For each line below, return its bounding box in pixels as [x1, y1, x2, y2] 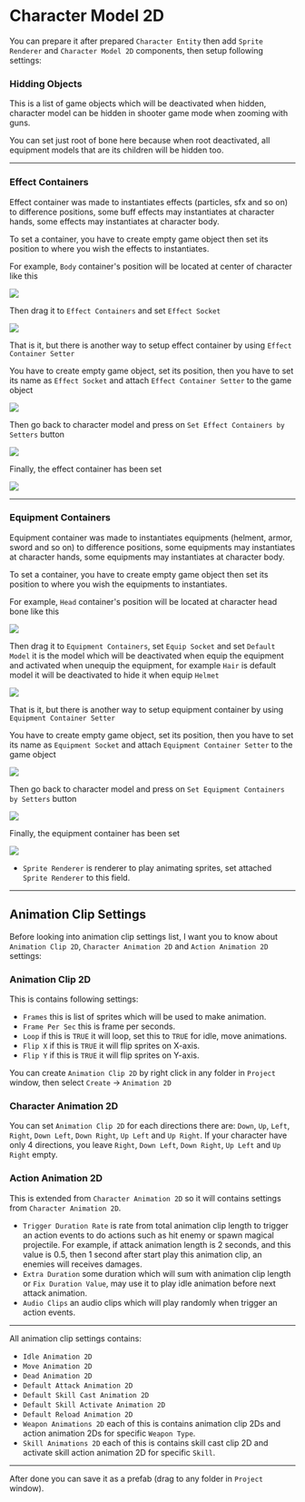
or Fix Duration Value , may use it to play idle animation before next [22, 1278, 277, 1289]
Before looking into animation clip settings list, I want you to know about [9, 931, 279, 942]
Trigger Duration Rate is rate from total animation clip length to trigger [22, 1220, 289, 1230]
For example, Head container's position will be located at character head [9, 596, 278, 607]
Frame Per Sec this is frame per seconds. [22, 1021, 175, 1032]
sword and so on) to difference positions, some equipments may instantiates [9, 541, 296, 552]
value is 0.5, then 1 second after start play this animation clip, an [22, 1249, 262, 1260]
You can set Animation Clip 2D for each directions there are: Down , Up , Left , [9, 1121, 290, 1131]
